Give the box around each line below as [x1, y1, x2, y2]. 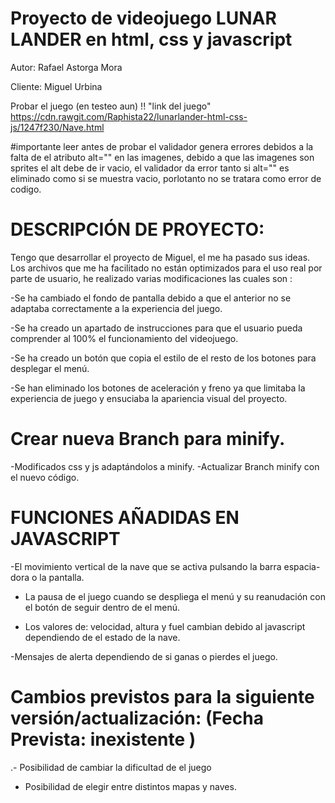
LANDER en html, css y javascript [10, 28, 293, 51]
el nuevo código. [10, 471, 80, 483]
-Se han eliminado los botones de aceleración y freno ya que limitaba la [10, 382, 306, 394]
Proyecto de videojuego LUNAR [10, 7, 277, 30]
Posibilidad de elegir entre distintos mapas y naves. [24, 780, 237, 792]
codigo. [10, 183, 42, 195]
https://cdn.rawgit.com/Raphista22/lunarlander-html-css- [10, 110, 248, 122]
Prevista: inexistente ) [10, 728, 197, 751]
